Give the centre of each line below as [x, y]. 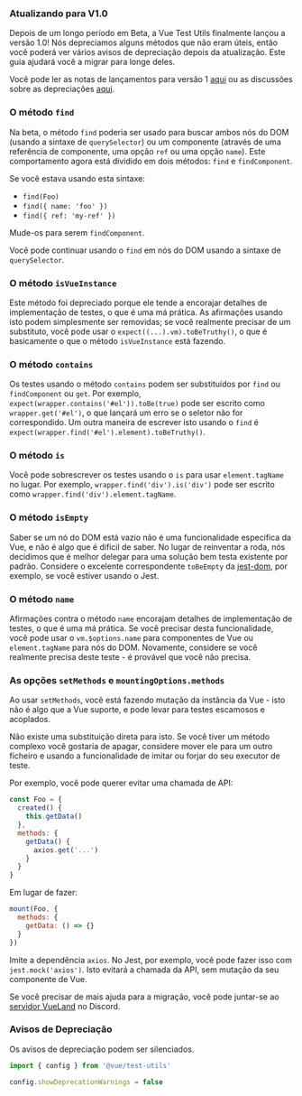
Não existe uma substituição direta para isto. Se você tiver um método [140, 737]
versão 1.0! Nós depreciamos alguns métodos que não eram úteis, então [143, 42]
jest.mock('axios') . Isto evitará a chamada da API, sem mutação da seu [144, 970]
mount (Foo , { [34, 909]
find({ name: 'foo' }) [65, 206]
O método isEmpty [49, 517]
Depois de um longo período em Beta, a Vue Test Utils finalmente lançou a [147, 33]
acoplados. [30, 720]
